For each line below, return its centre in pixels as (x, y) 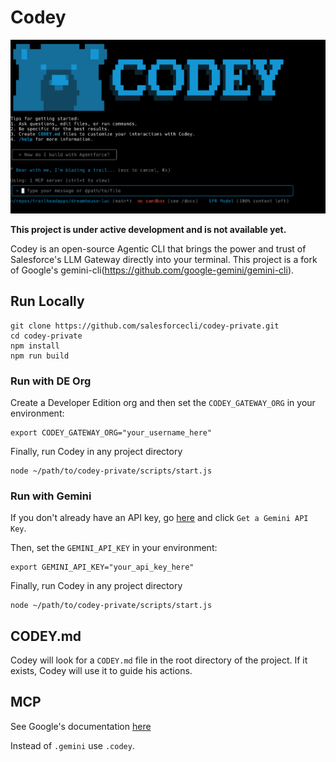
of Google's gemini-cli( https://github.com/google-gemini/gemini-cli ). (152, 270)
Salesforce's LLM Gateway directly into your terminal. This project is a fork (164, 259)
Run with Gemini (51, 496)
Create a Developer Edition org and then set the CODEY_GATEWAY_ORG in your (163, 402)
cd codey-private (46, 336)
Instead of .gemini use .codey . (72, 745)
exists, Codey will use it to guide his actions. (101, 671)
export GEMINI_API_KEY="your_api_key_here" (102, 567)
